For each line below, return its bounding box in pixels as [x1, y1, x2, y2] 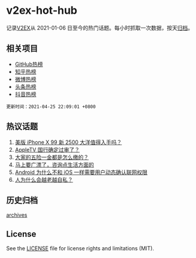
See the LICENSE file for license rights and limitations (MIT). [6, 245, 155, 252]
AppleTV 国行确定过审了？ [14, 146, 80, 153]
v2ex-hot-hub [6, 4, 78, 17]
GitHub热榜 [14, 61, 43, 68]
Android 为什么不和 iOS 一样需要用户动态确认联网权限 [14, 169, 148, 176]
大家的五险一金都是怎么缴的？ [14, 154, 89, 161]
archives [6, 211, 28, 219]
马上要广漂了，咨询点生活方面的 [14, 161, 94, 168]
